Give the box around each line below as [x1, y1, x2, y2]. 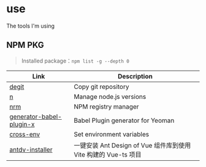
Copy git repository [73, 82, 129, 91]
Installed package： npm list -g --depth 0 [21, 57, 130, 64]
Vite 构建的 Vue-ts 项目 [73, 150, 142, 158]
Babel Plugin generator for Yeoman [73, 116, 175, 125]
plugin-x [9, 120, 35, 128]
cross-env [9, 130, 40, 138]
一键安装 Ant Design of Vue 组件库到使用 [73, 141, 191, 149]
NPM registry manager [73, 102, 139, 111]
